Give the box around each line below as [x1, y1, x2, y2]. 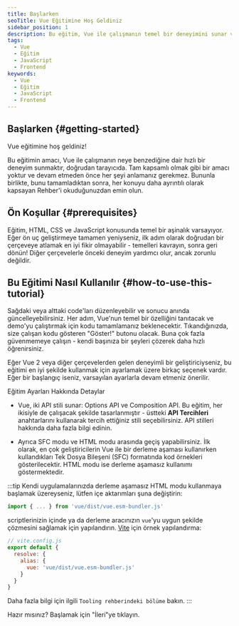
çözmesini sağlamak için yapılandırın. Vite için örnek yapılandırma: [7, 523, 201, 532]
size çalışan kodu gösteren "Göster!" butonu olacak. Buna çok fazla [7, 329, 205, 338]
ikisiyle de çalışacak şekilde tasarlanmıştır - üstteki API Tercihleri [17, 409, 208, 417]
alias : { [20, 557, 46, 564]
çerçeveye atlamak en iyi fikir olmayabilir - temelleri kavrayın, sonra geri [7, 240, 218, 250]
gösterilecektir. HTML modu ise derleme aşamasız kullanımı [17, 461, 193, 469]
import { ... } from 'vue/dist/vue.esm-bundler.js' [7, 503, 164, 510]
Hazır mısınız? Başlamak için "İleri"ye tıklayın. [7, 610, 140, 619]
